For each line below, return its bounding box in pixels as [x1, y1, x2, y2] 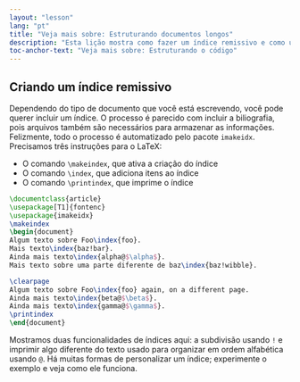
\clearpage [9, 277, 50, 286]
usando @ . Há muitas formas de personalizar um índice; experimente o [9, 353, 268, 364]
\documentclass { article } [9, 194, 102, 203]
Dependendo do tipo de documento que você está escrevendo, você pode [9, 103, 284, 113]
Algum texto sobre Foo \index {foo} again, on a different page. [9, 285, 250, 295]
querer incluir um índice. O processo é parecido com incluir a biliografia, [9, 112, 275, 123]
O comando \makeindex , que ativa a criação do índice [21, 158, 219, 169]
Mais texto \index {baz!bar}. [9, 245, 114, 253]
